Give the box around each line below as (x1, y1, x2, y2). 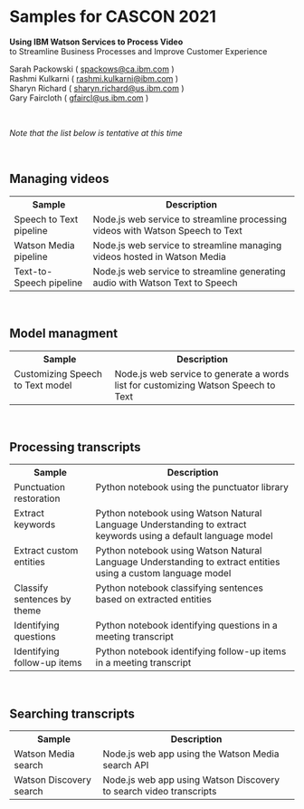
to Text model (14, 379, 72, 391)
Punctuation (14, 481, 66, 494)
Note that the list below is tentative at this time (9, 127, 183, 138)
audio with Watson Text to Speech (92, 276, 238, 289)
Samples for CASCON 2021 (9, 6, 217, 27)
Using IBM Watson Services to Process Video (9, 36, 184, 47)
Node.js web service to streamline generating (92, 265, 287, 277)
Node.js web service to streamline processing (92, 213, 288, 226)
